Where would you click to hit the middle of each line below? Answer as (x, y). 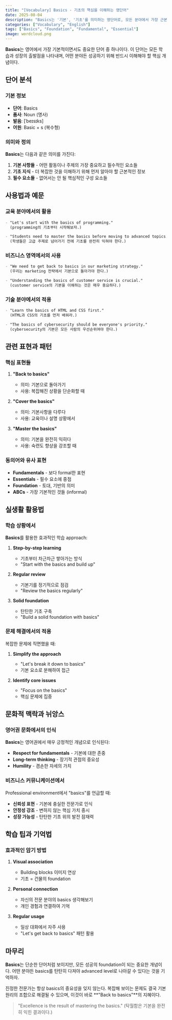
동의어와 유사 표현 (26, 460)
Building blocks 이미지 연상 (48, 872)
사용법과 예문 (25, 196)
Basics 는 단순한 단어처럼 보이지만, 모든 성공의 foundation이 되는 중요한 (77, 964)
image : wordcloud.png (28, 34)
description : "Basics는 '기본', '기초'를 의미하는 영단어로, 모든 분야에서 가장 (82, 20)
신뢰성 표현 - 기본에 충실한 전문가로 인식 (53, 803)
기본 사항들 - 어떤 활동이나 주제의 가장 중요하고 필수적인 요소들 (75, 165)
